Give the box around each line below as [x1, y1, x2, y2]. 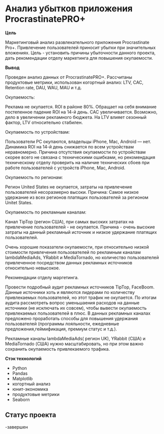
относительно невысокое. [5, 265, 60, 271]
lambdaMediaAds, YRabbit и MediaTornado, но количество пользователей [5, 254, 159, 260]
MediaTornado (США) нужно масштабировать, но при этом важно [5, 341, 144, 347]
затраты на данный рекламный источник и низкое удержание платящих [5, 229, 157, 235]
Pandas [12, 370, 28, 376]
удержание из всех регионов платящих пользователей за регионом [5, 194, 149, 200]
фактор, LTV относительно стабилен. [5, 119, 83, 125]
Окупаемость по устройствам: [5, 129, 70, 135]
